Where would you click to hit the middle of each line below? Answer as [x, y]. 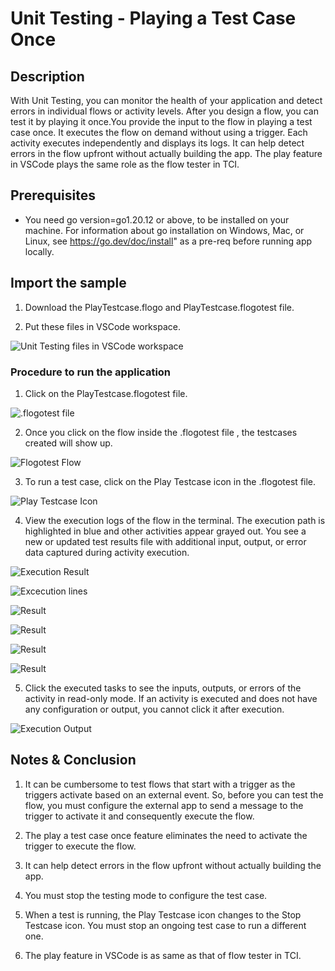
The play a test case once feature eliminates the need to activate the [166, 835]
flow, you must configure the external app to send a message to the [164, 805]
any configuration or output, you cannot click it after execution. [154, 709]
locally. [39, 251]
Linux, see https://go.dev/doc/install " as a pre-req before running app [168, 241]
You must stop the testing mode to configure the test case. [146, 895]
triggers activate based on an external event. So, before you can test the [174, 794]
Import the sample [68, 283]
